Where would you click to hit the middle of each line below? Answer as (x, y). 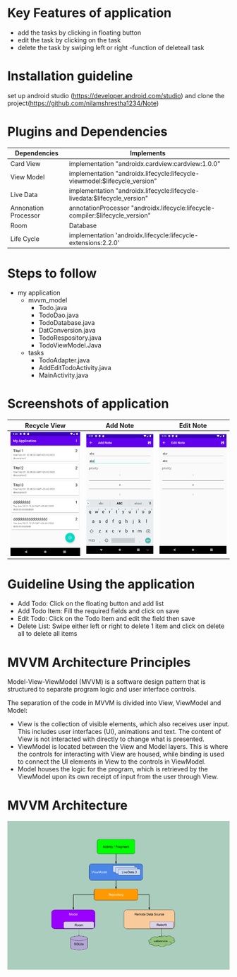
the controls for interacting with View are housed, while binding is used (121, 754)
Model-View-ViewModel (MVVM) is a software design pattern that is (107, 682)
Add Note (120, 425)
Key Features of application (90, 13)
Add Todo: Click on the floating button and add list (91, 604)
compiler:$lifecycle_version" (110, 215)
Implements (148, 153)
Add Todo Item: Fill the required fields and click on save (98, 611)
